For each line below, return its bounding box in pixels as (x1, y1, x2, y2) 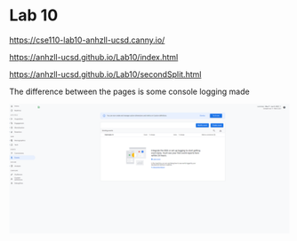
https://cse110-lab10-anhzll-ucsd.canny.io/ (9, 35, 165, 45)
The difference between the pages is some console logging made (9, 86, 251, 97)
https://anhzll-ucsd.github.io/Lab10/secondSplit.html (9, 68, 202, 80)
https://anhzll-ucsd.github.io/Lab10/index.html (9, 51, 179, 62)
